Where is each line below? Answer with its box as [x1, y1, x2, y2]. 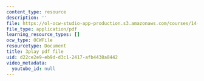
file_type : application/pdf [6, 26, 78, 32]
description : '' [6, 15, 47, 21]
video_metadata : [6, 60, 47, 66]
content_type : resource [6, 9, 67, 15]
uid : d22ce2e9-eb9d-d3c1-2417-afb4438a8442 [6, 54, 118, 60]
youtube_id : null [12, 65, 56, 72]
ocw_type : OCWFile [6, 37, 53, 43]
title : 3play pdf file [6, 49, 64, 55]
